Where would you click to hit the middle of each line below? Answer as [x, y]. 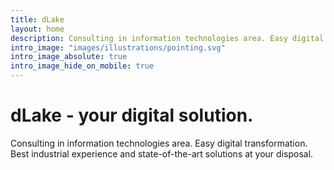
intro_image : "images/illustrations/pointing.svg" [118, 47]
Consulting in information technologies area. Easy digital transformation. [159, 143]
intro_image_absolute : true [69, 57]
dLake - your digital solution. [132, 115]
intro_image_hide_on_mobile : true [82, 66]
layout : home [37, 29]
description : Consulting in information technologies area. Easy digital [167, 38]
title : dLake [37, 19]
